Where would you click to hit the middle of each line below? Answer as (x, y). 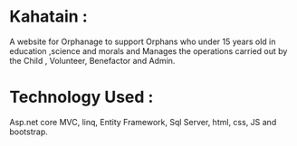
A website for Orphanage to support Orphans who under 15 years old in (143, 41)
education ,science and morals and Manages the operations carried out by (148, 50)
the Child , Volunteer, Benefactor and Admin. (92, 60)
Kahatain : (48, 17)
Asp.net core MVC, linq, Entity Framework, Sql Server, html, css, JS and (143, 122)
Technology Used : (81, 97)
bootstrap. (29, 132)
